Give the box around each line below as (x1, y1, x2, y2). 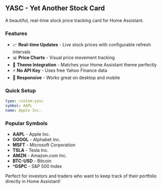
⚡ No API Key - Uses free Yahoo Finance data (12, 67, 107, 73)
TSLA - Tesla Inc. (12, 147, 49, 153)
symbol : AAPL (5, 103, 33, 109)
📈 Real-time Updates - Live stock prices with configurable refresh (12, 42, 151, 48)
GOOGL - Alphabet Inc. (12, 137, 61, 143)
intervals (12, 49, 31, 55)
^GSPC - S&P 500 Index (12, 163, 62, 169)
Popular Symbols (5, 120, 48, 127)
